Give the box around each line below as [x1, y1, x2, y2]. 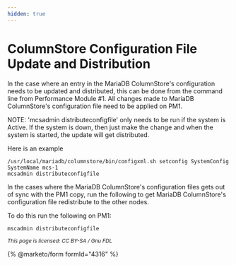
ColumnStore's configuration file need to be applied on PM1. [7, 102, 182, 110]
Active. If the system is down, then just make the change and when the [7, 123, 213, 131]
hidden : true [7, 10, 46, 18]
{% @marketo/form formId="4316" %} [7, 249, 119, 258]
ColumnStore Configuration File [7, 40, 198, 57]
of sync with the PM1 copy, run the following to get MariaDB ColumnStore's [7, 190, 226, 199]
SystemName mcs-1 [7, 164, 59, 171]
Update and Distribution [7, 56, 151, 71]
